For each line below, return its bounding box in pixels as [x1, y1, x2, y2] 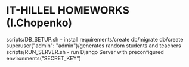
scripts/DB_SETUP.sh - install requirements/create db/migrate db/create [6, 36, 184, 43]
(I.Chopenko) [6, 16, 73, 30]
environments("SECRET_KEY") [6, 55, 82, 62]
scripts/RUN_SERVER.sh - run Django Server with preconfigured [6, 48, 164, 55]
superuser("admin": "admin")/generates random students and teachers [6, 42, 181, 49]
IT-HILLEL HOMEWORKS [6, 4, 130, 17]
